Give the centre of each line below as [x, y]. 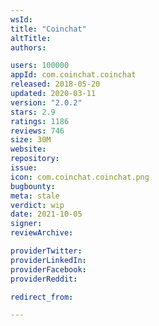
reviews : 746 [37, 131]
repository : [35, 159]
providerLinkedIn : [48, 260]
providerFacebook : [48, 269]
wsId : [21, 19]
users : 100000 [40, 66]
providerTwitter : [46, 251]
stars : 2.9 [33, 112]
